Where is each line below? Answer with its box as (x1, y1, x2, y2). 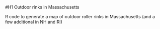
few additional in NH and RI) (5, 19, 63, 25)
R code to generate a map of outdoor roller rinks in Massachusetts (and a (5, 14, 155, 19)
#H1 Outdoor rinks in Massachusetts (5, 4, 80, 10)
